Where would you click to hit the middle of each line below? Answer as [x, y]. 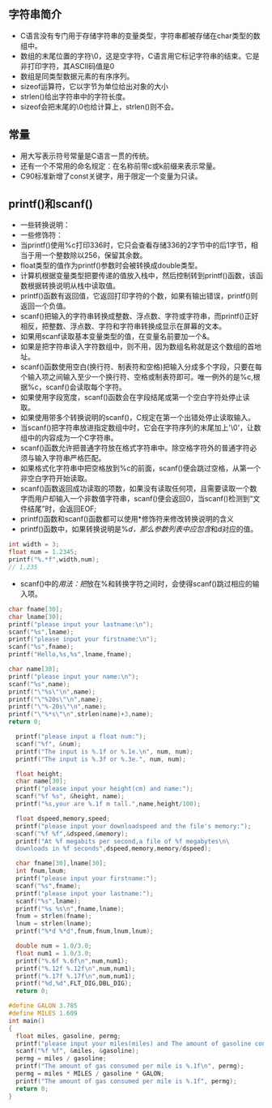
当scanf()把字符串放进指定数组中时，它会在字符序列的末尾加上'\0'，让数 [140, 427]
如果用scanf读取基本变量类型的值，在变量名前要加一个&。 [117, 337]
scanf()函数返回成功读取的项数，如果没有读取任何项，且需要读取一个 [135, 488]
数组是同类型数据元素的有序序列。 [77, 76]
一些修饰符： [41, 235]
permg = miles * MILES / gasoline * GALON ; [90, 1074]
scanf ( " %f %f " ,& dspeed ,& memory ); [72, 834]
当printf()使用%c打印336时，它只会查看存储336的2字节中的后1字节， [136, 245]
